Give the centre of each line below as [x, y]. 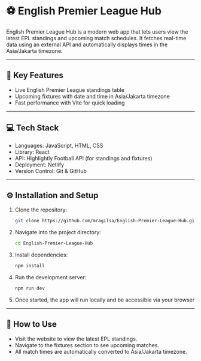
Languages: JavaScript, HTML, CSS [59, 145]
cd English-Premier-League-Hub [54, 243]
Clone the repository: [41, 210]
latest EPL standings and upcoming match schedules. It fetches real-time [96, 38]
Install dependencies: [41, 255]
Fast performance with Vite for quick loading [70, 103]
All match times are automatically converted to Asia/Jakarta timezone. [101, 351]
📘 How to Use [31, 324]
